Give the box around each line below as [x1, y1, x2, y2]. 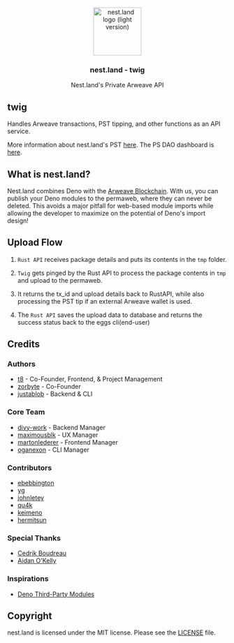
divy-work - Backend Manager [17, 423, 106, 431]
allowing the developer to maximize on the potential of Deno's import [7, 209, 206, 217]
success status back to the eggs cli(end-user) [17, 318, 150, 326]
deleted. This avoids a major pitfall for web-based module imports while [7, 201, 214, 209]
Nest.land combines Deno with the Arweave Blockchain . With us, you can [7, 186, 219, 195]
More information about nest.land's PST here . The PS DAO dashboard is [7, 140, 214, 149]
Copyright [7, 610, 52, 621]
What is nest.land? [7, 168, 91, 180]
